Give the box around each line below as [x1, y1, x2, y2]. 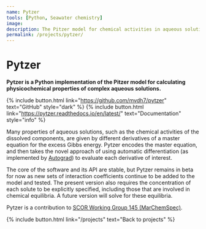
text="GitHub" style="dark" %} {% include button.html [6, 103, 144, 111]
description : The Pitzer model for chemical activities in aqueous [6, 26, 183, 32]
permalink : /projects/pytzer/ [6, 32, 84, 38]
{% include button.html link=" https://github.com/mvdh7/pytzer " [6, 97, 167, 104]
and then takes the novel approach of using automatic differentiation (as [6, 148, 189, 155]
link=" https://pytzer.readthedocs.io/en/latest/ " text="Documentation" [6, 110, 181, 117]
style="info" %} [6, 116, 46, 124]
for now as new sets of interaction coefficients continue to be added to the [6, 173, 195, 180]
